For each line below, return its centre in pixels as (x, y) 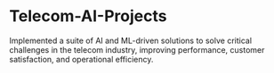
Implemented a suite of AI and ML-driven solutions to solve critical (130, 40)
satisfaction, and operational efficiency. (81, 59)
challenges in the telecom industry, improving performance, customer (137, 49)
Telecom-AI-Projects (88, 16)
